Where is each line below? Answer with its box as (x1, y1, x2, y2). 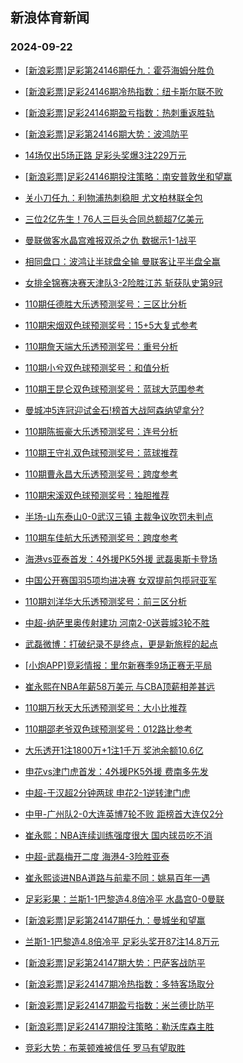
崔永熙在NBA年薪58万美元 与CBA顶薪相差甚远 (24, 680, 216, 692)
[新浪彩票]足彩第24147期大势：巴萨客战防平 (24, 956, 206, 968)
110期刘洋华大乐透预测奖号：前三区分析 (24, 595, 188, 607)
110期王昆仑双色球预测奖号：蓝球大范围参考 (24, 383, 205, 395)
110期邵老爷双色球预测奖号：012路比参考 (24, 723, 193, 735)
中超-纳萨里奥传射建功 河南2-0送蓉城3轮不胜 (24, 616, 210, 628)
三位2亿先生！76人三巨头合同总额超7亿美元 (24, 213, 204, 225)
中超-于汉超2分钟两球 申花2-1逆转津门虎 (24, 786, 191, 798)
